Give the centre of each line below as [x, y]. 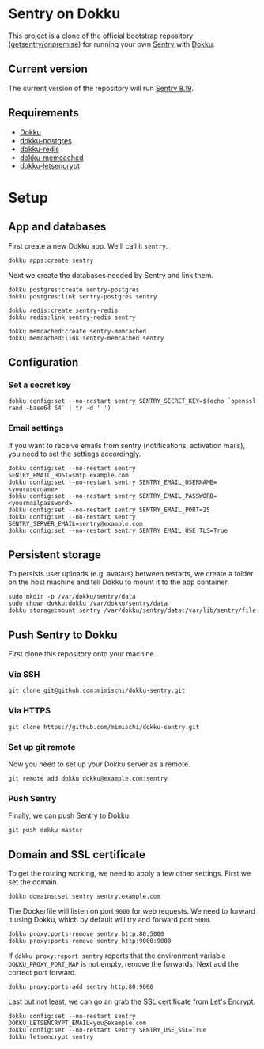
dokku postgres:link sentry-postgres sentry [83, 296]
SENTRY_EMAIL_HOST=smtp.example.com [68, 475]
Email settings [36, 428]
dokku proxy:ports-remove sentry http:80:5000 [86, 934]
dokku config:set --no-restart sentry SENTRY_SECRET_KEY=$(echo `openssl [132, 401]
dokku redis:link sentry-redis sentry [72, 317]
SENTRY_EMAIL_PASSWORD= [178, 496]
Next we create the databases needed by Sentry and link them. [111, 275]
